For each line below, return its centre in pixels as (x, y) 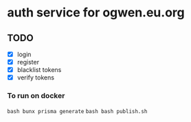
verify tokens (36, 77)
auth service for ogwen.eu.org (96, 13)
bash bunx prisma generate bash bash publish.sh (77, 111)
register (28, 62)
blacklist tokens (39, 70)
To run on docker (36, 96)
